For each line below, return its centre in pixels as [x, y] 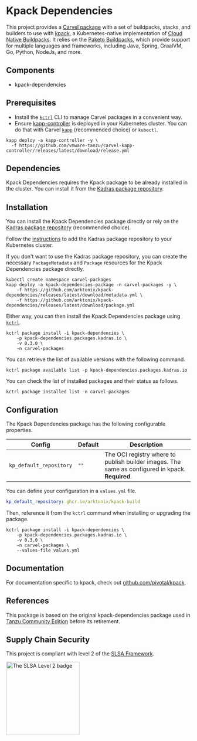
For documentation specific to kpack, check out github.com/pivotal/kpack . [96, 582]
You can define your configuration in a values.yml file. [71, 491]
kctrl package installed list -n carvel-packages [68, 392]
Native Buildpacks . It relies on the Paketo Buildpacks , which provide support [98, 39]
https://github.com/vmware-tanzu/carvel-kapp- [77, 145]
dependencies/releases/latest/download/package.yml [70, 305]
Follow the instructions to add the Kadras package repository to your [89, 239]
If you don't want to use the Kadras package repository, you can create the [97, 257]
